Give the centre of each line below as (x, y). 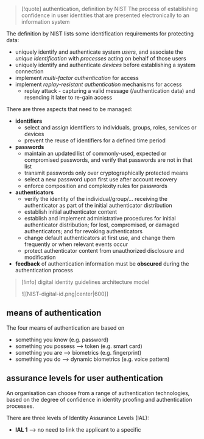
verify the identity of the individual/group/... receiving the (96, 199)
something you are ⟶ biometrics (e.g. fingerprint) (78, 352)
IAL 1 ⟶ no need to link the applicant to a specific (78, 429)
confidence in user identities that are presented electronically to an (105, 15)
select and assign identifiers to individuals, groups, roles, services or (110, 127)
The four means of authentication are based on (65, 328)
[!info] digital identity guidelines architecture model (85, 282)
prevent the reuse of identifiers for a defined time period (95, 140)
